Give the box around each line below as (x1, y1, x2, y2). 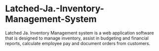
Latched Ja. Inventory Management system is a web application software (5, 30, 154, 36)
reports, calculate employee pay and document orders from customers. (5, 40, 151, 46)
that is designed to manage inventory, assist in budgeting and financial (5, 35, 149, 41)
